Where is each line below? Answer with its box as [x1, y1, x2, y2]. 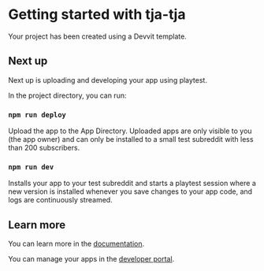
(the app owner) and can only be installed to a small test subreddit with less [8, 135, 254, 144]
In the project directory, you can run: [8, 91, 127, 100]
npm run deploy [8, 110, 67, 119]
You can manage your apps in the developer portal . [8, 254, 175, 264]
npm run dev [8, 162, 54, 171]
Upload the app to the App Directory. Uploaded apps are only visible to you [8, 126, 252, 135]
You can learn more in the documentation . [8, 239, 144, 249]
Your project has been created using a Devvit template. [8, 32, 187, 41]
